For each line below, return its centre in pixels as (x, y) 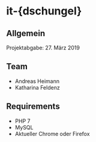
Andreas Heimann (37, 81)
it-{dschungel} (44, 11)
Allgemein (26, 33)
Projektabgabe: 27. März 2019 (43, 48)
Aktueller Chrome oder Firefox (52, 134)
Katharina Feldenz (37, 87)
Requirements (33, 106)
